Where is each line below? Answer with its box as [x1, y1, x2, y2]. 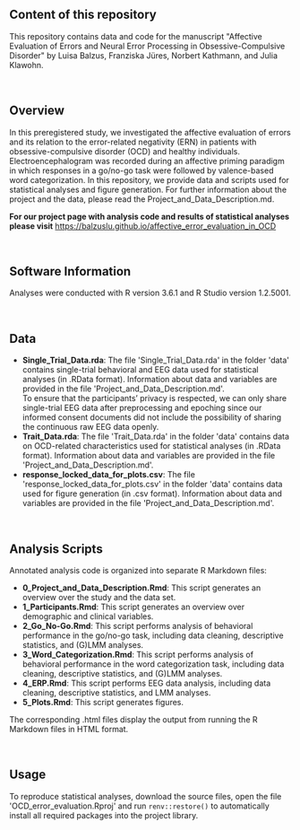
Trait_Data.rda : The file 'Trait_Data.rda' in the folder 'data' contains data [21, 431, 289, 442]
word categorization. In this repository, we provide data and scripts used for [9, 174, 289, 185]
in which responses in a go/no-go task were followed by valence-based [9, 165, 274, 176]
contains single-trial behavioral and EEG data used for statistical [21, 364, 260, 375]
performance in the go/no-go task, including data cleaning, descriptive [21, 630, 284, 641]
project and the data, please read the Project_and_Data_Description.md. [9, 193, 275, 205]
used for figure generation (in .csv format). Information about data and [21, 488, 282, 499]
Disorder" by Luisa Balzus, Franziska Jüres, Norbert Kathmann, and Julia [9, 49, 279, 61]
